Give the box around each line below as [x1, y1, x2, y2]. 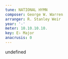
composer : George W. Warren [5, 12, 64, 17]
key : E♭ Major [5, 30, 35, 35]
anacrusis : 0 [5, 35, 32, 40]
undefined [5, 48, 26, 55]
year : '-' [5, 21, 26, 26]
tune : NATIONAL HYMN [5, 7, 48, 12]
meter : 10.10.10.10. [5, 26, 48, 31]
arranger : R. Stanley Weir [5, 16, 61, 21]
